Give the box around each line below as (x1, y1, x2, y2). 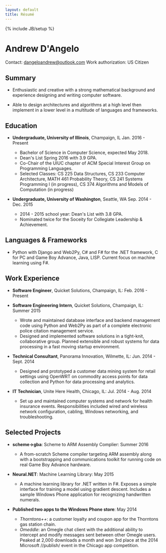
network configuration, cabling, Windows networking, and (19, 408, 139, 414)
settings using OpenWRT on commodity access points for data (19, 373, 148, 379)
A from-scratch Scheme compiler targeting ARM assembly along (19, 451, 152, 457)
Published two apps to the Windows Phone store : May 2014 (12, 506, 137, 512)
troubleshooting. (19, 413, 54, 420)
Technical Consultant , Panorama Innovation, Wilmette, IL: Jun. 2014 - (12, 353, 156, 359)
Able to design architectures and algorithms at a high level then (12, 102, 142, 108)
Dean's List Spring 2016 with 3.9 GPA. (19, 155, 98, 161)
